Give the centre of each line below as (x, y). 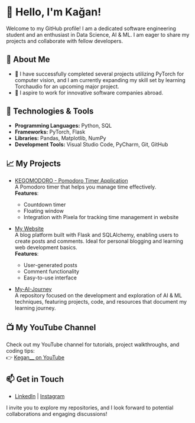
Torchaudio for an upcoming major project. (67, 86)
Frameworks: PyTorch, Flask (50, 132)
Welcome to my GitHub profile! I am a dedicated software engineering (91, 28)
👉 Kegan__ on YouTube (35, 357)
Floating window (43, 211)
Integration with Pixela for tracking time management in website (101, 217)
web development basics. (46, 248)
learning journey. (35, 308)
